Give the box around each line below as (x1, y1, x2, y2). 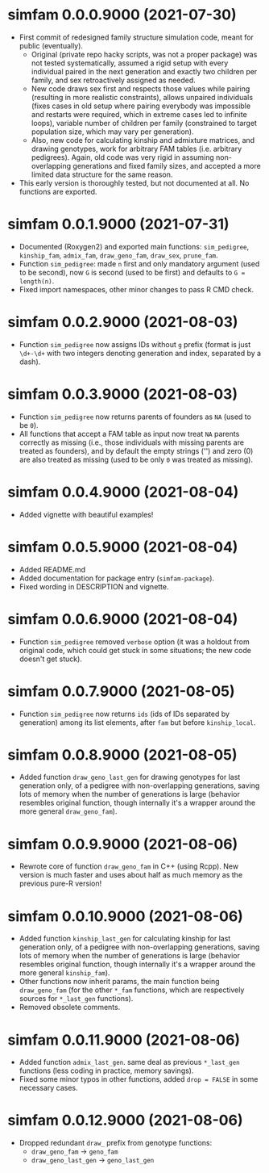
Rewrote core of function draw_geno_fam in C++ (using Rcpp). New (19, 861, 239, 871)
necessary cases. (19, 1083, 78, 1093)
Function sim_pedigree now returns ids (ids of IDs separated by (19, 709, 230, 718)
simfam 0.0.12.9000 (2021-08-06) (7, 1112, 243, 1129)
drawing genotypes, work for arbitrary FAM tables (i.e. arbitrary (31, 144, 242, 153)
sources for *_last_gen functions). (19, 994, 134, 1003)
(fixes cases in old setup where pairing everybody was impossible (31, 101, 251, 111)
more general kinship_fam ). (19, 968, 110, 978)
